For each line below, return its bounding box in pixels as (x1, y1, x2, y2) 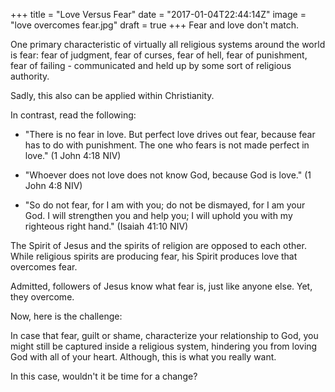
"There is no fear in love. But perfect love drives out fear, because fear (24, 129, 316, 140)
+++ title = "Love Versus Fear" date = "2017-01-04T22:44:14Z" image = (10, 9, 307, 20)
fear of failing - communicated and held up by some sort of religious (10, 60, 292, 71)
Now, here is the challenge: (10, 310, 123, 322)
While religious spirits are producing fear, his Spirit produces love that (10, 250, 298, 262)
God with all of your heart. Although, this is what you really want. (10, 351, 277, 363)
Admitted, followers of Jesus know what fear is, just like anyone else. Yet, (10, 280, 313, 292)
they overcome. (10, 291, 75, 303)
